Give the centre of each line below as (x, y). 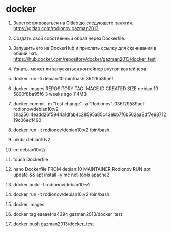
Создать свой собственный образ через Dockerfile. (69, 38)
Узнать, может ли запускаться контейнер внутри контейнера (80, 69)
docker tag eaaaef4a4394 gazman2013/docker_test (68, 214)
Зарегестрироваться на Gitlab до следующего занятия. (73, 23)
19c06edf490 (27, 120)
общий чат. (25, 53)
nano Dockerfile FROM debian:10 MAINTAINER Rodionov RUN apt (82, 169)
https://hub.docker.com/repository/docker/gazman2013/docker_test (84, 59)
